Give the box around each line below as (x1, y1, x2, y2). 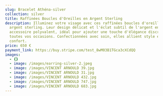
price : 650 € (5, 43, 32, 48)
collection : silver (5, 12, 45, 16)
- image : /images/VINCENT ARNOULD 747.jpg (9, 79, 97, 84)
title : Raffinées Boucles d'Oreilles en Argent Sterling (5, 16, 123, 21)
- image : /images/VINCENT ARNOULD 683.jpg (9, 83, 97, 89)
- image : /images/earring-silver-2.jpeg (9, 61, 92, 66)
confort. (9, 39, 27, 44)
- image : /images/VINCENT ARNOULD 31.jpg (9, 70, 95, 75)
